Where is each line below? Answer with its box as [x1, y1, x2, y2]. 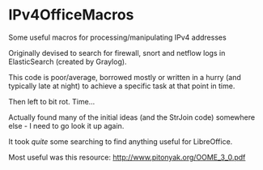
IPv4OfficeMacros [8, 6, 134, 24]
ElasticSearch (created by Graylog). [8, 57, 127, 66]
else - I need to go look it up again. [8, 121, 125, 130]
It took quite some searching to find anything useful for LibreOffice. [8, 136, 233, 147]
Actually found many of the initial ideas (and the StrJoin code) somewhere [8, 112, 256, 122]
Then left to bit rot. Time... [8, 96, 95, 106]
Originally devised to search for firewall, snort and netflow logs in [8, 48, 226, 57]
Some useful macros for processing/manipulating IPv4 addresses [8, 32, 227, 42]
